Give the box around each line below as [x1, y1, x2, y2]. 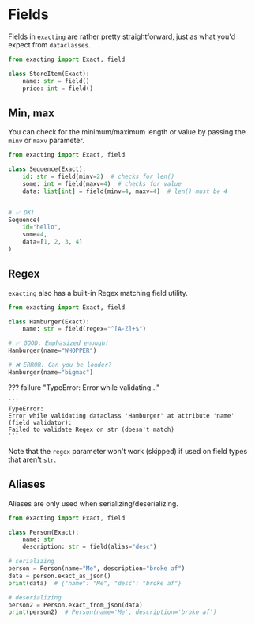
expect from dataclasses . [8, 40, 91, 49]
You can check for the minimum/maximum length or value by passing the [8, 127, 246, 137]
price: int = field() [22, 85, 93, 93]
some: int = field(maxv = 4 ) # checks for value [22, 180, 182, 187]
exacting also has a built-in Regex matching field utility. [8, 288, 188, 297]
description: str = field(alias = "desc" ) [22, 543, 157, 551]
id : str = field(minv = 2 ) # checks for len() [22, 172, 175, 180]
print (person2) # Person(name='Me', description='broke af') [8, 608, 217, 616]
